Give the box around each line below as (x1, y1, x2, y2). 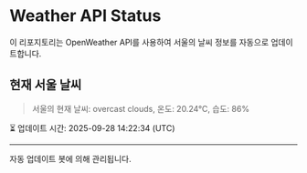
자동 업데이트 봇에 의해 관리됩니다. (9, 153, 132, 164)
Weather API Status (9, 5, 162, 26)
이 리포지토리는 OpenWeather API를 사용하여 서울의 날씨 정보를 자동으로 (9, 36, 270, 47)
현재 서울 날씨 (9, 77, 82, 93)
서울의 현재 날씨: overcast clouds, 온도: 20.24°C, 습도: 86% (31, 103, 249, 114)
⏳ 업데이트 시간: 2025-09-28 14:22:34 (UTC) (9, 122, 175, 133)
